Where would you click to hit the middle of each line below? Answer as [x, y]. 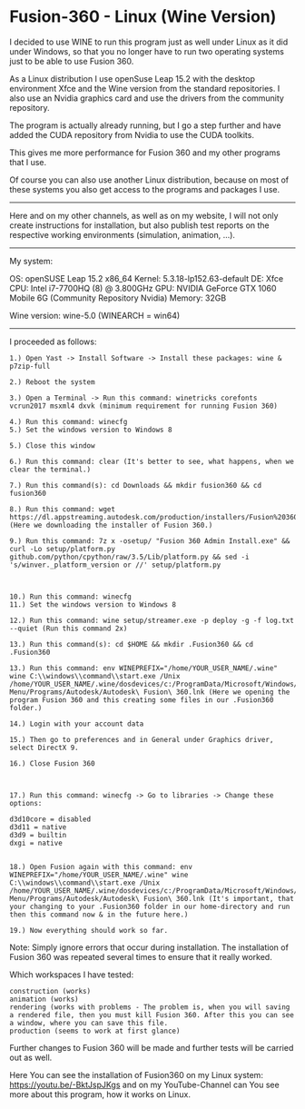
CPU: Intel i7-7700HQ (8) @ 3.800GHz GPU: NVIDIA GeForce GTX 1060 [143, 288]
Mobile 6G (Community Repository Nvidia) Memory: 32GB [118, 298]
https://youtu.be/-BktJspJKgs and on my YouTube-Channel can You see [144, 1084]
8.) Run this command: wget [63, 509]
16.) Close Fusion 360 [52, 763]
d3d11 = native [38, 827]
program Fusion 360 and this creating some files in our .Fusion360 [142, 700]
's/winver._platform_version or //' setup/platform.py [115, 565]
